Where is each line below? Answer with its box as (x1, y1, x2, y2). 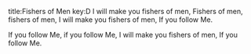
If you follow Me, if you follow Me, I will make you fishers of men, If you (8, 31, 238, 39)
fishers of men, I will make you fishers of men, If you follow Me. (8, 15, 213, 24)
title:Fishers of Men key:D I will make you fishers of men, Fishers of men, (8, 7, 243, 16)
